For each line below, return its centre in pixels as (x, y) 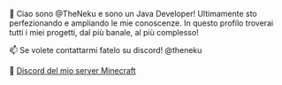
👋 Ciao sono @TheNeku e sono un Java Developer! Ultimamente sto (133, 14)
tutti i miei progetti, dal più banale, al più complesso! (104, 32)
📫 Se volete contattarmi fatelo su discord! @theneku (106, 50)
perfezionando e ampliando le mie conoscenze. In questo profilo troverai (141, 23)
